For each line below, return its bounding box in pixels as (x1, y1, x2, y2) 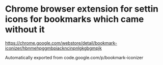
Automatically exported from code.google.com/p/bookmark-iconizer (5, 54, 143, 60)
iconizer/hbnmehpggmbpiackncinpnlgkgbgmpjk (5, 45, 102, 51)
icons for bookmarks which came (5, 14, 144, 25)
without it (5, 24, 45, 35)
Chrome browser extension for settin (5, 3, 159, 15)
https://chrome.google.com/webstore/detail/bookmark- (5, 40, 117, 46)
